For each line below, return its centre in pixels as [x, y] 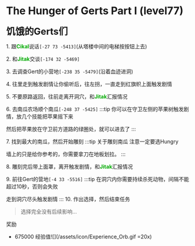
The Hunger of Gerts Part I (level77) [95, 11]
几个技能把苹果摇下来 [47, 116]
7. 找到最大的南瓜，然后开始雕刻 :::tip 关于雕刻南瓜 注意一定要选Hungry [92, 141]
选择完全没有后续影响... [49, 211]
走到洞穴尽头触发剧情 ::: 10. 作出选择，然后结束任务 [68, 199]
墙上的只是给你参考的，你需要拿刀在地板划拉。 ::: [66, 154]
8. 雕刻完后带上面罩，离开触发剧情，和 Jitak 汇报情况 [70, 166]
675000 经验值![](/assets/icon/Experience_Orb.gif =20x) [83, 237]
